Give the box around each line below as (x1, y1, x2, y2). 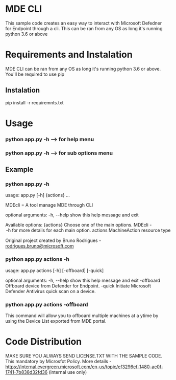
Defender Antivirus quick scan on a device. (5, 288, 96, 294)
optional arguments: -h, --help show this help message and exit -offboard (5, 277, 161, 283)
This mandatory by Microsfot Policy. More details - (5, 358, 112, 364)
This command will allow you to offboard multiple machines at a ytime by (5, 312, 159, 319)
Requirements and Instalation (5, 49, 133, 60)
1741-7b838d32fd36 (5, 369, 48, 375)
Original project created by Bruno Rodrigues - (5, 237, 102, 243)
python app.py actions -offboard (5, 301, 88, 308)
